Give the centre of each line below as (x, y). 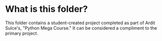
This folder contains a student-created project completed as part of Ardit (80, 23)
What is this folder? (46, 9)
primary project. (22, 33)
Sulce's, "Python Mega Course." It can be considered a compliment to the (81, 28)
